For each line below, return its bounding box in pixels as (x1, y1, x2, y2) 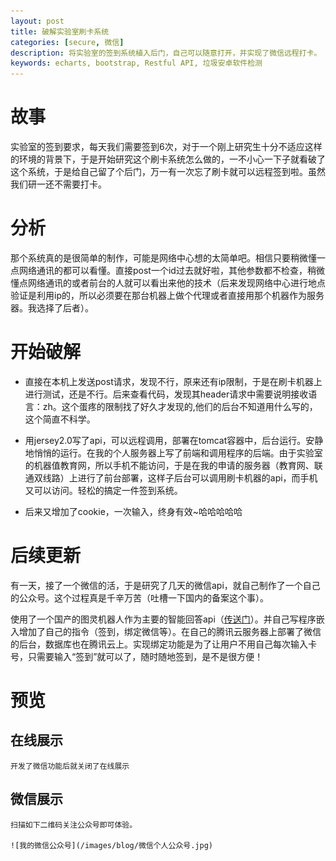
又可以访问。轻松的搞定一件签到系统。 (24, 484, 183, 496)
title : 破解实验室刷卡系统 (10, 26, 110, 37)
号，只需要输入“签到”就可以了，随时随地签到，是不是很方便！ (10, 650, 264, 662)
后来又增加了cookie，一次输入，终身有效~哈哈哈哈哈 (24, 505, 243, 517)
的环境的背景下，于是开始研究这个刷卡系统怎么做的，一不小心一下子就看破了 (10, 153, 326, 165)
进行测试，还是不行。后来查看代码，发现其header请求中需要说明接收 (24, 388, 309, 400)
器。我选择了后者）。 (10, 302, 94, 314)
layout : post (10, 16, 65, 26)
